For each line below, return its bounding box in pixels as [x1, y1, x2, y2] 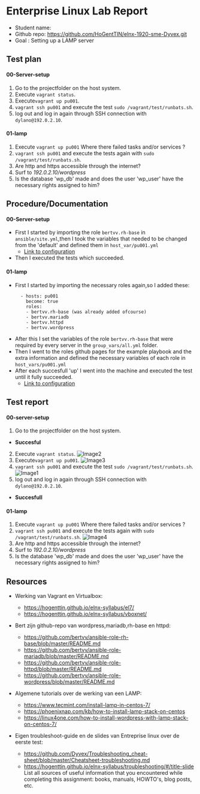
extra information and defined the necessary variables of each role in [14, 354, 186, 361]
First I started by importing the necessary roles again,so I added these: [14, 281, 190, 288]
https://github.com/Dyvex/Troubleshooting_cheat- [23, 750, 148, 757]
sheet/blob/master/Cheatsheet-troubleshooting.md [23, 757, 150, 764]
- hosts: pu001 [20, 293, 59, 299]
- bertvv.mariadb [26, 314, 69, 320]
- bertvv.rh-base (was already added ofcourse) [26, 309, 147, 315]
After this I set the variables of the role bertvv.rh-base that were [14, 335, 174, 342]
